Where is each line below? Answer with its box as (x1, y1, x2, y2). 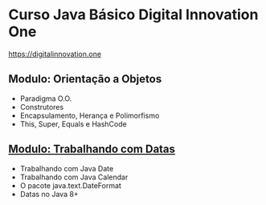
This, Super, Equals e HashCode (19, 119, 127, 129)
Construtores (19, 102, 64, 111)
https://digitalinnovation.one (8, 49, 102, 58)
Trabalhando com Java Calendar (19, 172, 129, 182)
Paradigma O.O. (19, 94, 72, 103)
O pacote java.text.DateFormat (19, 180, 122, 190)
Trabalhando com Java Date (19, 163, 114, 173)
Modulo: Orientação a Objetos (8, 72, 162, 86)
